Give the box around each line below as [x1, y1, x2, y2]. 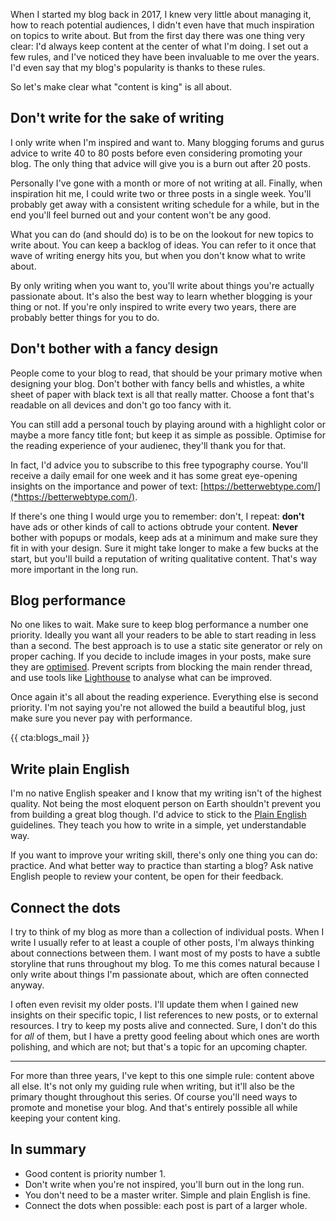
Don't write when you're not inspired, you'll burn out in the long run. [24, 1178, 305, 1190]
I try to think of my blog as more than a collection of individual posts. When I [10, 926, 325, 938]
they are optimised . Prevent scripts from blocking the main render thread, [10, 661, 313, 673]
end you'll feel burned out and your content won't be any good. [10, 209, 272, 221]
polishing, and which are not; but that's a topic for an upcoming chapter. [10, 1041, 308, 1053]
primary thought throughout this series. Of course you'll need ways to [10, 1091, 298, 1103]
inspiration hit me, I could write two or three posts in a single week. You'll [10, 187, 312, 199]
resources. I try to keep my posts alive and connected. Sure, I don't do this [10, 1020, 318, 1032]
